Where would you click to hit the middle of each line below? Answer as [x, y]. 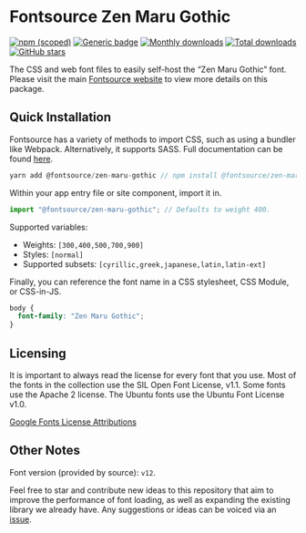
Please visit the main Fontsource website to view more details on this [139, 78]
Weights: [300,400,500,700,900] [83, 244]
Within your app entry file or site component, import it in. [116, 192]
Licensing [38, 353]
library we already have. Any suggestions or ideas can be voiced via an [143, 509]
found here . [31, 159]
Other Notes [45, 451]
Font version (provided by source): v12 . [83, 472]
